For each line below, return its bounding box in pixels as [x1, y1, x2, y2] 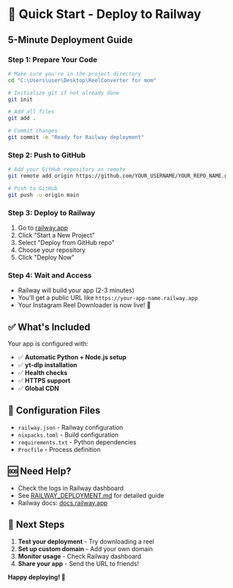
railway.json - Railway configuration [17, 423, 124, 431]
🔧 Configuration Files [8, 405, 101, 417]
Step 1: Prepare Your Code [8, 55, 97, 65]
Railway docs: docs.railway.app [17, 498, 108, 507]
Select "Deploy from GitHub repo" [17, 238, 115, 246]
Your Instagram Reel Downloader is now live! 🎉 [17, 301, 151, 310]
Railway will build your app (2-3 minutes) [17, 286, 135, 294]
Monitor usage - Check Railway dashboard [17, 552, 142, 560]
